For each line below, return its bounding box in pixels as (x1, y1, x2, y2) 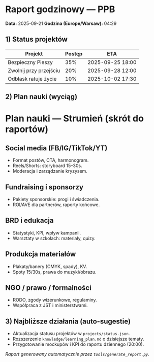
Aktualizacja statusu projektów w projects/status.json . (12, 331, 130, 337)
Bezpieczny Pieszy (8, 58, 53, 65)
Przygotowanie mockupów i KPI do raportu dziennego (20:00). (12, 341, 144, 347)
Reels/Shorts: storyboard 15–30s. (12, 162, 82, 169)
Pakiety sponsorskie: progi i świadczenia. (12, 196, 100, 202)
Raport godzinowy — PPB (5, 4, 115, 15)
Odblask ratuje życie (8, 75, 57, 82)
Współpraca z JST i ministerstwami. (12, 302, 88, 308)
